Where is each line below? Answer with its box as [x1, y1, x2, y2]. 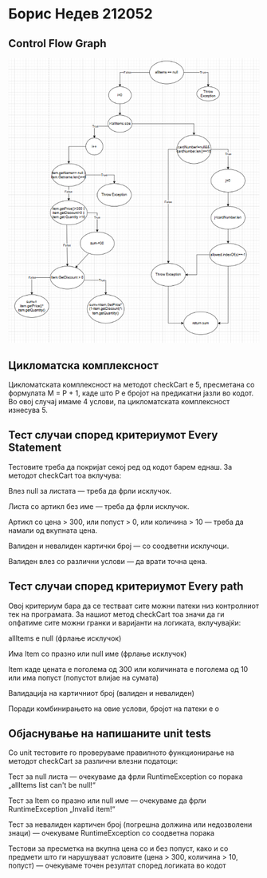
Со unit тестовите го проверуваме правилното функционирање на [8, 748, 235, 757]
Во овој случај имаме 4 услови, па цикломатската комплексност [8, 397, 230, 407]
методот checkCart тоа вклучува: [8, 471, 122, 480]
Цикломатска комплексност [8, 359, 159, 372]
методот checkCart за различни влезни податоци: [8, 757, 179, 766]
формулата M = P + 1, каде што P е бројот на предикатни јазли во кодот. [8, 388, 254, 398]
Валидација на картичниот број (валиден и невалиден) [8, 688, 195, 697]
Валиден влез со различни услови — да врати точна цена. [8, 556, 207, 566]
